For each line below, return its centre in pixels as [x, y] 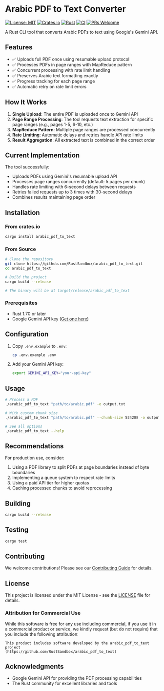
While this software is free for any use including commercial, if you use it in [81, 624]
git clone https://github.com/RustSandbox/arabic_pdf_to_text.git [74, 264]
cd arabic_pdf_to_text [28, 268]
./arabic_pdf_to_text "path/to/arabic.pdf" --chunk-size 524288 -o [75, 418]
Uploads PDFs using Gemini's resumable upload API [64, 176]
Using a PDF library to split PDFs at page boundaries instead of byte [81, 467]
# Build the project [26, 277]
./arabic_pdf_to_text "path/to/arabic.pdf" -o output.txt [65, 404]
